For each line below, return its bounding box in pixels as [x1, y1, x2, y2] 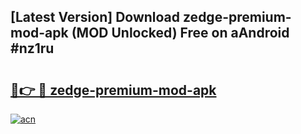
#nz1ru [10, 40, 55, 57]
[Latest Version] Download [10, 9, 181, 26]
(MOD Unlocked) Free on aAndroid [71, 25, 290, 42]
